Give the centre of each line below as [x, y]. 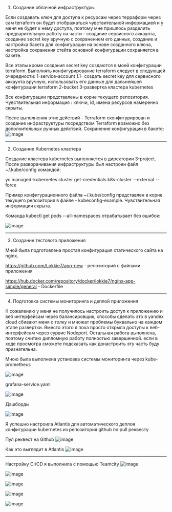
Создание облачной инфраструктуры [53, 7]
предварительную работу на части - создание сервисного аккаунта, [81, 34]
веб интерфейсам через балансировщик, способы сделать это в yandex [84, 316]
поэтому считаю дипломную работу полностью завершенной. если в [81, 338]
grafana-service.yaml [28, 384]
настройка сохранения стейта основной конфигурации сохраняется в [82, 50]
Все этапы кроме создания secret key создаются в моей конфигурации [84, 65]
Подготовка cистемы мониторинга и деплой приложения [75, 301]
